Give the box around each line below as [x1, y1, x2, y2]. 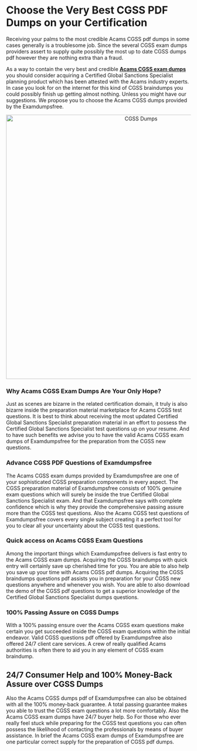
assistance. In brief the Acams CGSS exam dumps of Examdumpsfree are [6, 732, 184, 739]
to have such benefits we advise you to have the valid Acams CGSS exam [6, 432, 184, 439]
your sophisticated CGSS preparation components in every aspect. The [6, 478, 179, 485]
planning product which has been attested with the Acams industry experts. [6, 78, 189, 85]
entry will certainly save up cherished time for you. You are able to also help [6, 562, 189, 570]
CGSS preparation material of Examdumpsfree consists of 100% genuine [6, 484, 182, 491]
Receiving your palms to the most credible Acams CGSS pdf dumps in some [6, 35, 190, 42]
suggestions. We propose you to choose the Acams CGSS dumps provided [6, 96, 188, 103]
